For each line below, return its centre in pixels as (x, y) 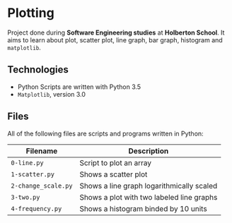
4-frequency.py (36, 209)
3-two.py (25, 197)
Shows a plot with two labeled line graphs (149, 197)
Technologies (38, 70)
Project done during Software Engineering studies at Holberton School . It (116, 32)
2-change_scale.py (42, 186)
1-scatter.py (33, 174)
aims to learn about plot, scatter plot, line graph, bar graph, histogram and (115, 40)
